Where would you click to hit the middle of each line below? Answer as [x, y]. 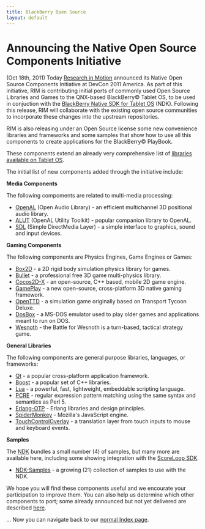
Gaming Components [34, 245]
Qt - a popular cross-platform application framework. [82, 376]
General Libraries [29, 346]
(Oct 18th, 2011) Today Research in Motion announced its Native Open [94, 78]
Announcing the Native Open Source [102, 48]
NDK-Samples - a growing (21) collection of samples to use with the [100, 470]
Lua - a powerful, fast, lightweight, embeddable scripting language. [100, 389]
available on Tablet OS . [35, 160]
